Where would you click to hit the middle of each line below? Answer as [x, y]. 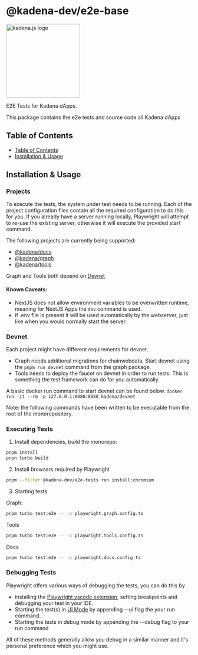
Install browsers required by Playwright [62, 469]
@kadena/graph [34, 258]
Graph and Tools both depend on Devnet [55, 276]
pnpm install [22, 453]
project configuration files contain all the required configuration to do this [95, 211]
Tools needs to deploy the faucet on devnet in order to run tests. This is [101, 373]
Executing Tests [30, 429]
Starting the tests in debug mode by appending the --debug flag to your [102, 621]
